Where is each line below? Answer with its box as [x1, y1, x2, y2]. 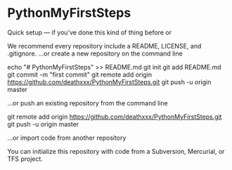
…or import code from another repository [7, 133, 127, 142]
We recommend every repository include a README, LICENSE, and [7, 41, 202, 50]
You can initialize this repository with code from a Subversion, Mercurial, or [7, 147, 225, 155]
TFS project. [7, 155, 44, 163]
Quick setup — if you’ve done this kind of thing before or [7, 28, 172, 37]
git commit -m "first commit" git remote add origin [7, 70, 153, 79]
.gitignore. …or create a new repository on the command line [7, 49, 183, 58]
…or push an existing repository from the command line [7, 98, 168, 107]
